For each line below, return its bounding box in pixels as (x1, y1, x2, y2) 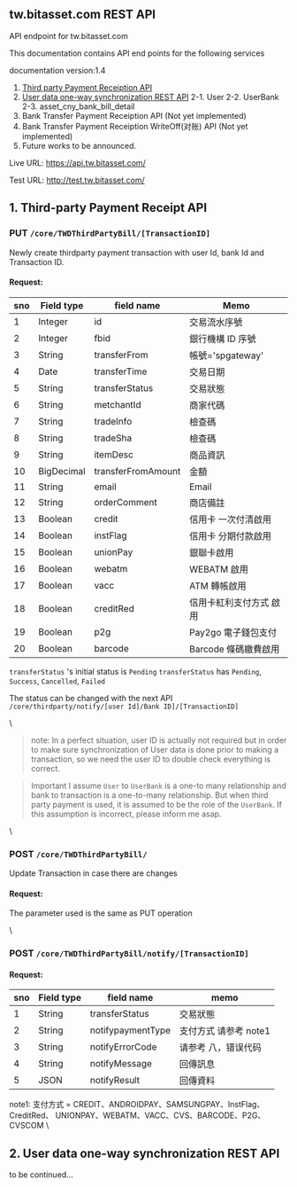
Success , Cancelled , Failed (9, 675, 106, 686)
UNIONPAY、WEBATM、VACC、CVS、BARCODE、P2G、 (55, 1110, 266, 1121)
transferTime (94, 365, 148, 378)
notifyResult (89, 1074, 140, 1087)
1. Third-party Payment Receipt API (9, 200, 208, 215)
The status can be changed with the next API (9, 692, 173, 703)
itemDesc (94, 448, 134, 460)
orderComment (94, 496, 157, 508)
